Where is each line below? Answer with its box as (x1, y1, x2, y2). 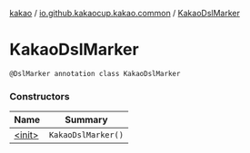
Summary (65, 113, 108, 126)
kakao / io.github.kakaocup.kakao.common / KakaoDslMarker (9, 8, 241, 18)
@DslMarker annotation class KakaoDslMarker (9, 69, 181, 78)
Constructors (9, 90, 70, 102)
